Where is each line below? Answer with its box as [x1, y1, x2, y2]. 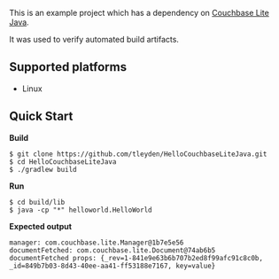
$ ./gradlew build [9, 165, 77, 174]
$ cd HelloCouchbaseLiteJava [9, 157, 117, 167]
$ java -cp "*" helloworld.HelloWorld [9, 205, 152, 214]
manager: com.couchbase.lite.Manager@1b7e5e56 [9, 238, 184, 247]
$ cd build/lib [9, 198, 66, 206]
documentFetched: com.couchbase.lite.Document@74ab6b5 [9, 245, 216, 255]
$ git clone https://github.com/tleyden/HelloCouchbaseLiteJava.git [9, 150, 267, 159]
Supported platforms [9, 59, 127, 74]
